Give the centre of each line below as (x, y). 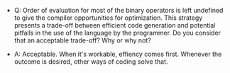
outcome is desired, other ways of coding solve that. (91, 62)
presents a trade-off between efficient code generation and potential (115, 25)
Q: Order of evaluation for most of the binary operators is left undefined (119, 10)
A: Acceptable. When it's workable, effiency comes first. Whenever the (118, 54)
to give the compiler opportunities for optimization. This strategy (108, 18)
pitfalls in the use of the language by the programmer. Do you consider (117, 33)
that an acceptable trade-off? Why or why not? (82, 40)
